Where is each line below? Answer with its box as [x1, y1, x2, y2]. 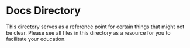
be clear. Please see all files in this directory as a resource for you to [6, 29, 171, 36]
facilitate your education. [6, 35, 66, 42]
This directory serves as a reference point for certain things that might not [6, 23, 185, 30]
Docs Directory [6, 4, 81, 17]
